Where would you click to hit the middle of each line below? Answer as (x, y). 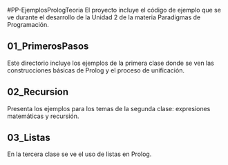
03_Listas (29, 138)
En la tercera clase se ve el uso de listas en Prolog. (79, 154)
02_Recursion (38, 92)
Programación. (28, 25)
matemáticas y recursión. (43, 116)
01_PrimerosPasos (48, 47)
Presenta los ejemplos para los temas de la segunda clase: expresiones (109, 108)
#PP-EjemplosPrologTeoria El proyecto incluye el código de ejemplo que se (114, 10)
